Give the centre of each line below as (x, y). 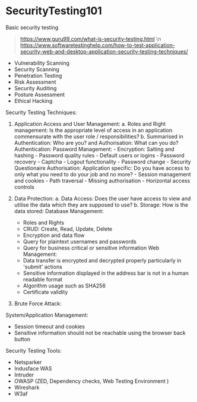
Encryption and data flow (54, 235)
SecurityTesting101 (54, 11)
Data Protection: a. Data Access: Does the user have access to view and (102, 198)
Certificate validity (45, 292)
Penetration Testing (38, 75)
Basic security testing (32, 27)
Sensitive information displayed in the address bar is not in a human (106, 273)
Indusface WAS (33, 368)
